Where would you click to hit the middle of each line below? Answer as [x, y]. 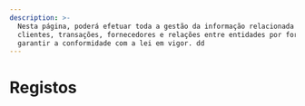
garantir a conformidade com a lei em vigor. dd [111, 43]
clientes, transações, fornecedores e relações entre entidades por [150, 34]
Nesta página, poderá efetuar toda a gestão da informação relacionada [156, 26]
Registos [43, 88]
